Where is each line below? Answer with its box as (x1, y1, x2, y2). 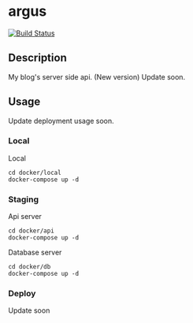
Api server (8, 212, 42, 221)
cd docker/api (8, 227, 55, 235)
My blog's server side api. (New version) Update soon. (8, 72, 186, 81)
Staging (8, 194, 39, 205)
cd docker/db (8, 263, 51, 271)
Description (8, 51, 67, 65)
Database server (8, 247, 62, 258)
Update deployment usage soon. (8, 116, 114, 125)
